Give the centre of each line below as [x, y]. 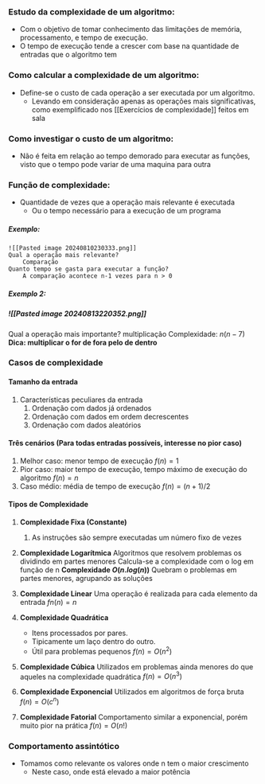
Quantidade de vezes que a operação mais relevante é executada [127, 202]
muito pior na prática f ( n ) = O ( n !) [74, 725]
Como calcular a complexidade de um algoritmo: [104, 76]
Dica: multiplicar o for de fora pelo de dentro [83, 342]
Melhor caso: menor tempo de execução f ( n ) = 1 [99, 461]
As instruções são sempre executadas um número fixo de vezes [136, 538]
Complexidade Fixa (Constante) [73, 522]
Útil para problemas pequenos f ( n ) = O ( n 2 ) [102, 651]
